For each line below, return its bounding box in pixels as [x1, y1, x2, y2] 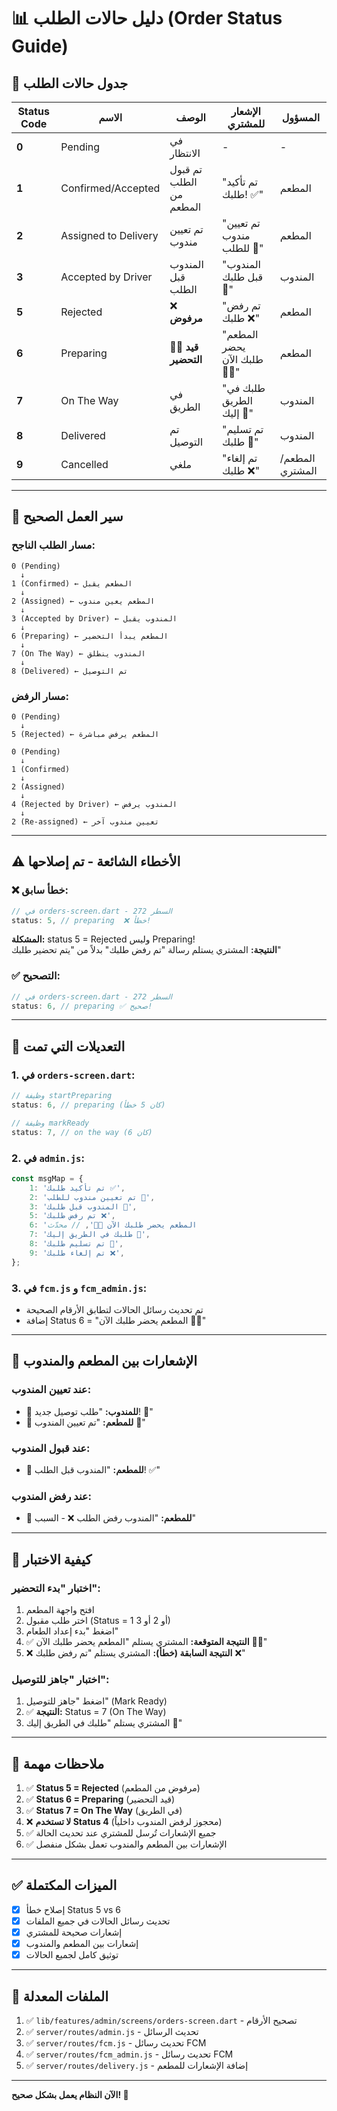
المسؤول [281, 111, 321, 124]
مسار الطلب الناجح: [11, 538, 96, 552]
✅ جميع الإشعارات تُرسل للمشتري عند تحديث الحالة [25, 1827, 217, 1839]
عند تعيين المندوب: [11, 1383, 92, 1397]
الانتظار [169, 146, 201, 160]
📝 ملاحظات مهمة [11, 1755, 105, 1772]
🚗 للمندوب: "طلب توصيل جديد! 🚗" [25, 1405, 154, 1417]
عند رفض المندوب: [11, 1489, 93, 1503]
